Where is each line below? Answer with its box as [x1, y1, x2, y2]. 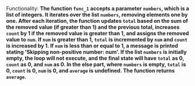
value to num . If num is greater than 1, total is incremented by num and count [6, 36, 188, 43]
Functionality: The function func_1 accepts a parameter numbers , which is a [6, 5, 190, 12]
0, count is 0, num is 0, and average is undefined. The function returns [6, 67, 175, 74]
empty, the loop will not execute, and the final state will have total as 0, [6, 55, 184, 61]
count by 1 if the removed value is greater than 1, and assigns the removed [6, 30, 189, 37]
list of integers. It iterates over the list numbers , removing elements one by [6, 11, 188, 18]
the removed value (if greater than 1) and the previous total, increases [6, 23, 180, 30]
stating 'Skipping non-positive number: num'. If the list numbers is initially [6, 49, 187, 55]
